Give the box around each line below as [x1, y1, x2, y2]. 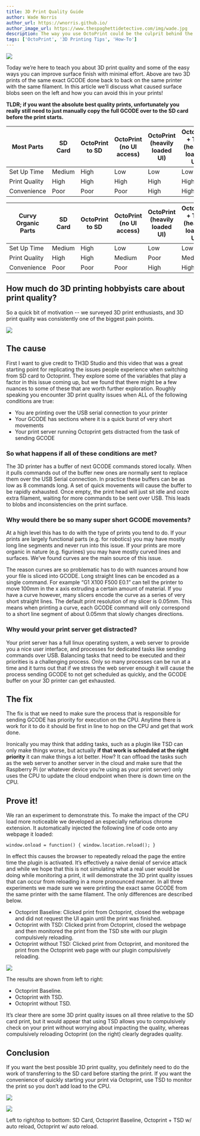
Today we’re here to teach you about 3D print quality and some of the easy [6, 64, 190, 71]
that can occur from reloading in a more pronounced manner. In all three [6, 878, 183, 886]
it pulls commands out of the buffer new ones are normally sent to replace [6, 469, 188, 476]
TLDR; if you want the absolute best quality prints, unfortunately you [6, 101, 180, 108]
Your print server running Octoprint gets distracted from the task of [14, 428, 180, 435]
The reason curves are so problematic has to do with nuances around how [6, 566, 189, 573]
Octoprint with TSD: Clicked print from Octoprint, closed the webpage [14, 921, 186, 928]
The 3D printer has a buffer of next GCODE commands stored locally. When [6, 463, 192, 470]
